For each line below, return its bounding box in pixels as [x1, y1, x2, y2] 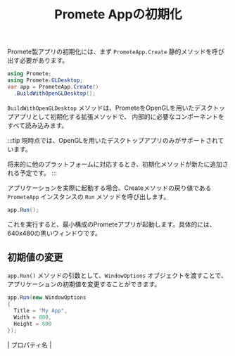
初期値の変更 [7, 251, 63, 263]
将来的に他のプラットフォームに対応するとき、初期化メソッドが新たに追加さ [7, 160, 229, 168]
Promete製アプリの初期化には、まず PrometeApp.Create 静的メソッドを [7, 47, 212, 56]
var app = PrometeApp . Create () [7, 83, 99, 90]
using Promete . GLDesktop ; [7, 77, 83, 84]
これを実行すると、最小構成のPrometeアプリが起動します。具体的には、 [7, 220, 216, 229]
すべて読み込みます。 [7, 121, 68, 129]
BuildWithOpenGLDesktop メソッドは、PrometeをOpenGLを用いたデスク [7, 103, 213, 112]
